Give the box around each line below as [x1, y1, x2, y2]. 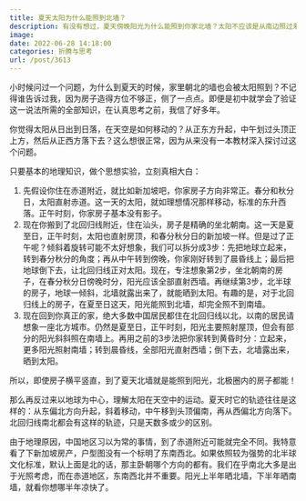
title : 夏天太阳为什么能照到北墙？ [9, 13, 127, 23]
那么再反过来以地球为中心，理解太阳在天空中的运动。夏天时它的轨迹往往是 [9, 395, 289, 405]
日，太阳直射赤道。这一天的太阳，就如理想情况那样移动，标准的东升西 [22, 196, 287, 207]
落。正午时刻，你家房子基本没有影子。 [22, 208, 167, 218]
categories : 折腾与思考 [9, 47, 93, 56]
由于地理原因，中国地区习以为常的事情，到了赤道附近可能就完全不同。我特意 [9, 436, 297, 446]
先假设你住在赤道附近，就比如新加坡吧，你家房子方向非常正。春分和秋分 [22, 185, 294, 195]
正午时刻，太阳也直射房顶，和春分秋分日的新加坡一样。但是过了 [46, 231, 287, 241]
